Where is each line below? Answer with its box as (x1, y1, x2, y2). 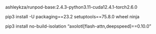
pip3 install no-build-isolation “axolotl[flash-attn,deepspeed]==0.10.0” (5, 23, 151, 29)
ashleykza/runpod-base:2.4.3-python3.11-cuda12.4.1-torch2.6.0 (5, 4, 138, 10)
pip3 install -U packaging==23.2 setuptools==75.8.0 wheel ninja (5, 14, 140, 19)
